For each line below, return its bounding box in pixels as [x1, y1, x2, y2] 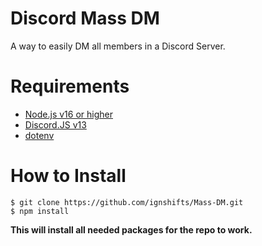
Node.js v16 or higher [24, 108, 113, 120]
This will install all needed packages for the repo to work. [10, 223, 253, 236]
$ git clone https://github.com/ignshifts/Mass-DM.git [10, 197, 244, 207]
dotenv [24, 129, 55, 141]
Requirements [10, 75, 130, 98]
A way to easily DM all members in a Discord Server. [10, 40, 226, 52]
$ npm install [10, 206, 70, 216]
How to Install [10, 165, 127, 187]
